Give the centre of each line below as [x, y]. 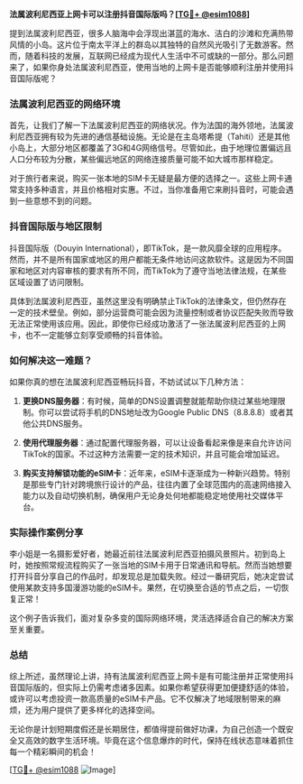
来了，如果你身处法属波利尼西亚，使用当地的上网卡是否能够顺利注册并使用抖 [151, 67]
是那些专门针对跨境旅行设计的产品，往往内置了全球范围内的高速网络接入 [156, 484]
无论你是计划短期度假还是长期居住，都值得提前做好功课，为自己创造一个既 [147, 729]
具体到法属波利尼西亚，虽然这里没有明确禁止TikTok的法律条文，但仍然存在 [148, 300]
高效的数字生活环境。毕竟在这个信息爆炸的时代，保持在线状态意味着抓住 [159, 741]
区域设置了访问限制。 [49, 281]
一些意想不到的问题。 [56, 201]
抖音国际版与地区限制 [55, 226]
